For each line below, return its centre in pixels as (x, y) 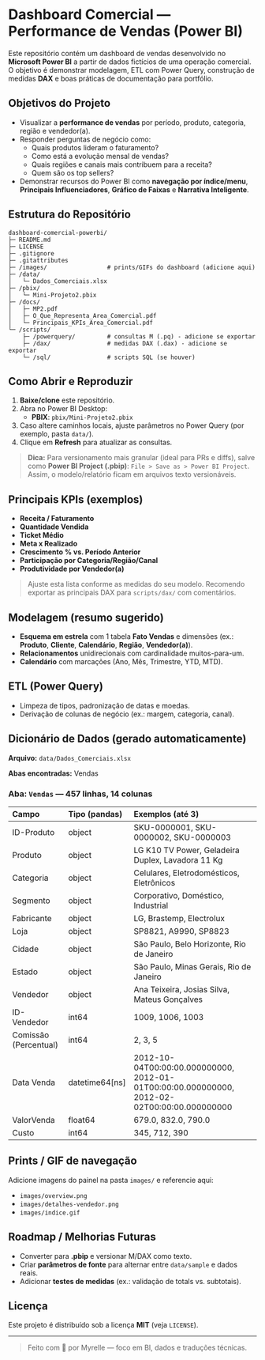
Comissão (31, 1035)
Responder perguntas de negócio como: (85, 139)
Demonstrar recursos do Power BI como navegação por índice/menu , (134, 181)
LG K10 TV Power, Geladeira (187, 850)
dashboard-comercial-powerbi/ (58, 232)
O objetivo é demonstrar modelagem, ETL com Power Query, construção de (131, 70)
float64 (82, 1120)
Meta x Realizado (49, 544)
